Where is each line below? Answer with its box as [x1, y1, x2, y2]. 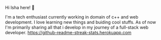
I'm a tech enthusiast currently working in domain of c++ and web [5, 14, 138, 20]
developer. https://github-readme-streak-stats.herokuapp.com [5, 30, 132, 35]
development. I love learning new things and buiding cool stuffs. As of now [5, 20, 156, 25]
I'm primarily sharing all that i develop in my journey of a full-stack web [5, 24, 149, 30]
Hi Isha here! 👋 [5, 5, 35, 10]
